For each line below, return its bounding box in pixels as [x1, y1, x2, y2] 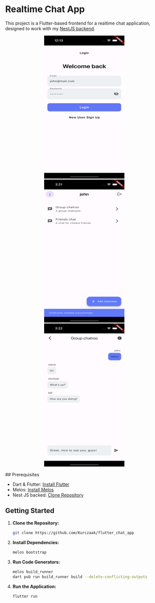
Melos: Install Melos [12, 486, 54, 492]
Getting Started [5, 506, 55, 515]
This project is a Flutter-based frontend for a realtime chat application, [5, 20, 150, 26]
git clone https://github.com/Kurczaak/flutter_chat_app [12, 530, 134, 535]
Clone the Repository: [12, 520, 59, 526]
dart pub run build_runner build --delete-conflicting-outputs [12, 574, 148, 579]
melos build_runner [12, 569, 54, 574]
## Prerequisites [5, 471, 40, 477]
